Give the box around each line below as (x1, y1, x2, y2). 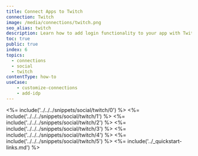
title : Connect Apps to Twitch (6, 8, 83, 15)
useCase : (6, 80, 28, 86)
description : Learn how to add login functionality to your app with (6, 30, 181, 36)
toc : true (6, 36, 31, 42)
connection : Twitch (6, 14, 54, 20)
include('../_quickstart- (127, 137, 183, 144)
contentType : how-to (6, 74, 57, 80)
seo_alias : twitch (6, 25, 51, 31)
